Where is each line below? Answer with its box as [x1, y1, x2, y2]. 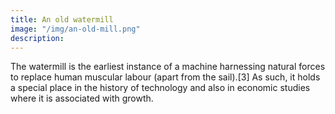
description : [10, 33, 65, 43]
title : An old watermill [10, 14, 114, 25]
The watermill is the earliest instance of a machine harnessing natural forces [10, 61, 326, 73]
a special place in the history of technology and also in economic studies [10, 82, 311, 94]
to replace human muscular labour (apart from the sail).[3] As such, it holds [10, 71, 321, 83]
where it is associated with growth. [10, 92, 154, 105]
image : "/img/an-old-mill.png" [10, 24, 141, 34]
